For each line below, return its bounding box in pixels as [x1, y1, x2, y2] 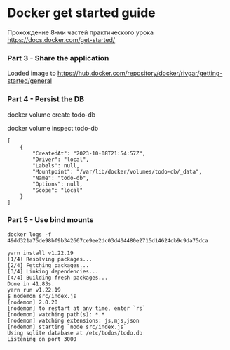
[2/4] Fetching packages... [7, 261, 90, 268]
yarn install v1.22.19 [7, 249, 74, 257]
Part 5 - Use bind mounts [7, 215, 94, 225]
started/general [7, 77, 53, 85]
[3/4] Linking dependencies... [7, 268, 99, 275]
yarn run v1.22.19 [7, 286, 61, 293]
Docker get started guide [7, 5, 156, 21]
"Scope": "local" [32, 186, 83, 194]
